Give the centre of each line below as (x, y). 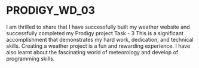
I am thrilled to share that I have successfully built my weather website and (98, 27)
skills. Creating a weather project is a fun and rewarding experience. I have (98, 46)
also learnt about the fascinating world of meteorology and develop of (92, 52)
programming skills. (30, 58)
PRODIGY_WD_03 (51, 10)
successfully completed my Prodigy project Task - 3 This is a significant (95, 33)
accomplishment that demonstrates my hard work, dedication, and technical (100, 39)
